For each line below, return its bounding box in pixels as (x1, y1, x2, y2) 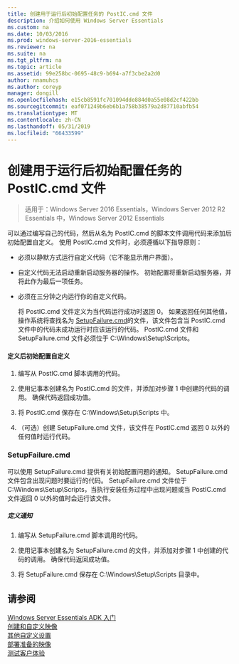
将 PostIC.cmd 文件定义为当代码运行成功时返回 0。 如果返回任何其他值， (17, 307, 231, 316)
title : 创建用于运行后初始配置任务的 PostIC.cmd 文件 (7, 10, 153, 18)
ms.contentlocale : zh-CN (7, 116, 81, 123)
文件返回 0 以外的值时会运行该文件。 (7, 494, 115, 502)
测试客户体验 (7, 648, 45, 657)
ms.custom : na (7, 23, 50, 31)
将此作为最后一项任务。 (17, 277, 87, 285)
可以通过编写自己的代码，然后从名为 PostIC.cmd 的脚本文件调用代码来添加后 (7, 229, 232, 238)
